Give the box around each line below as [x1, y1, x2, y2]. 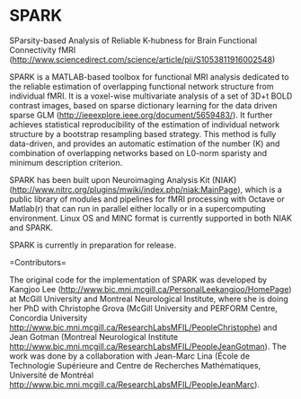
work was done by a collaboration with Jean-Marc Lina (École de [9, 351, 250, 361]
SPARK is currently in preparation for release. [9, 239, 177, 250]
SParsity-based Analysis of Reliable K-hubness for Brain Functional [9, 35, 258, 46]
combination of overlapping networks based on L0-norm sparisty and [9, 147, 268, 158]
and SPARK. [9, 221, 54, 233]
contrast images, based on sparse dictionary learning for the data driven [9, 100, 278, 110]
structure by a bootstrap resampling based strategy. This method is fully [9, 128, 277, 139]
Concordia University [9, 312, 88, 323]
